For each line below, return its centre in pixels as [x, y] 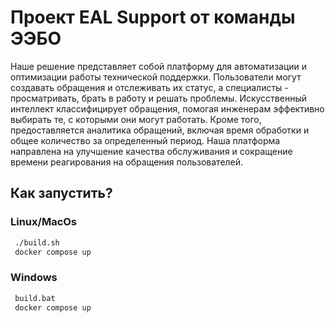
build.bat [35, 298]
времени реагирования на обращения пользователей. [127, 162]
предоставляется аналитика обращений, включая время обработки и [160, 130]
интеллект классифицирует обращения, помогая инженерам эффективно [167, 108]
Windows [34, 278]
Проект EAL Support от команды [153, 17]
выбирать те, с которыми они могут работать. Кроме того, [136, 119]
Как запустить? [61, 193]
